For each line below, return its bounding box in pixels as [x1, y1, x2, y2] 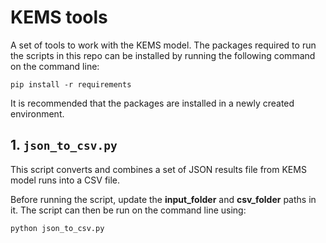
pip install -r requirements [10, 79, 132, 90]
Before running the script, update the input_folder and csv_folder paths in [10, 193, 317, 205]
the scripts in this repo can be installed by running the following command [10, 49, 316, 61]
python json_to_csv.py [10, 223, 105, 233]
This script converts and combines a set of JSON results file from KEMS [10, 163, 307, 175]
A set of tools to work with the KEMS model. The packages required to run [10, 39, 317, 51]
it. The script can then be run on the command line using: [10, 204, 247, 216]
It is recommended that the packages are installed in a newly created [10, 97, 295, 109]
